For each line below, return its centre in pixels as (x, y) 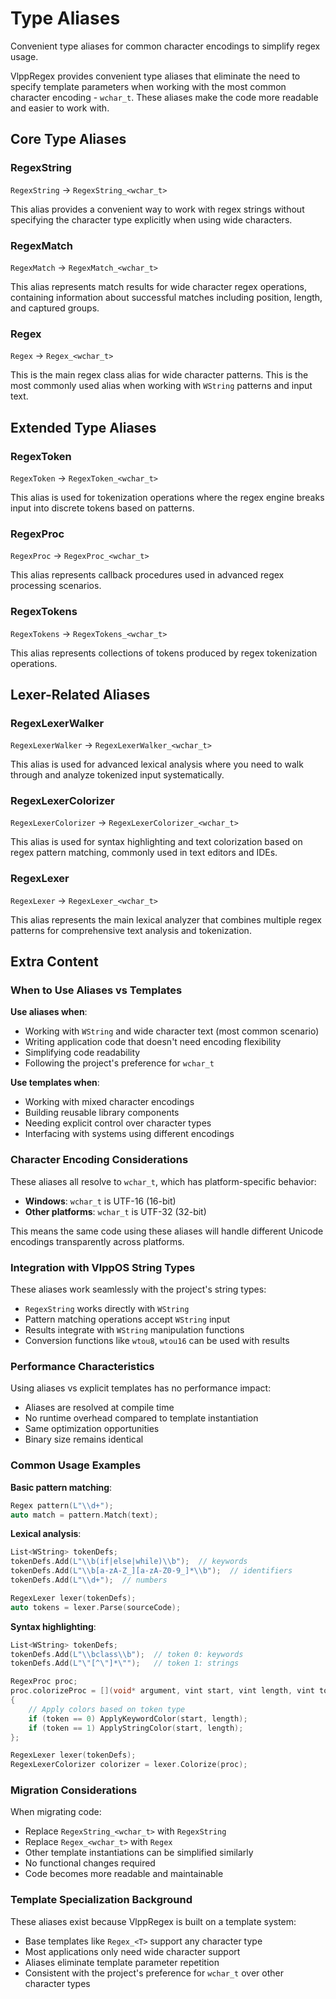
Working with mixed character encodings (109, 1102)
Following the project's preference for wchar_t (119, 1063)
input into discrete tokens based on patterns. (102, 508)
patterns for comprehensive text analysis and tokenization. (131, 930)
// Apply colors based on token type (107, 1709)
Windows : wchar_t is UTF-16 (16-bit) (100, 1201)
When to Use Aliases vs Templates (96, 990)
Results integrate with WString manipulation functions (134, 1330)
